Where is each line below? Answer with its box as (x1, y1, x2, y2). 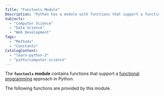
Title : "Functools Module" (5, 7, 60, 12)
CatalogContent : (5, 48, 38, 53)
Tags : (5, 35, 16, 40)
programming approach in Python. (5, 76, 74, 82)
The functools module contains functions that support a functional (5, 71, 140, 76)
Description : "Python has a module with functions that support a (5, 12, 143, 17)
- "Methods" (9, 39, 34, 44)
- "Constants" (9, 44, 38, 48)
